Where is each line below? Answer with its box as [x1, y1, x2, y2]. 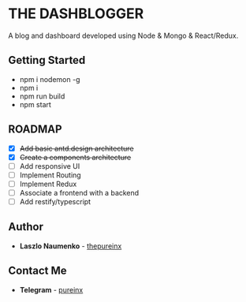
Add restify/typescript [19, 196, 91, 206]
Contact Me [8, 264, 67, 278]
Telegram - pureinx [19, 285, 84, 294]
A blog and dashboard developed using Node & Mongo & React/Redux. [8, 31, 239, 40]
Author [8, 220, 43, 233]
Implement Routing [19, 170, 81, 180]
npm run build [19, 91, 65, 101]
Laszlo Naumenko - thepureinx [19, 241, 122, 251]
